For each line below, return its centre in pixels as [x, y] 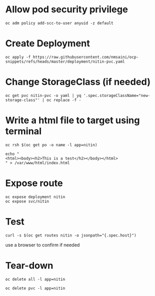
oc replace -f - [64, 100]
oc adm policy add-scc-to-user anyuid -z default [60, 23]
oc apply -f [18, 57]
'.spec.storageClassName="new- [117, 95]
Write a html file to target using [73, 120]
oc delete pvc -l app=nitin [35, 288]
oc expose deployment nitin [35, 197]
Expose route [34, 183]
